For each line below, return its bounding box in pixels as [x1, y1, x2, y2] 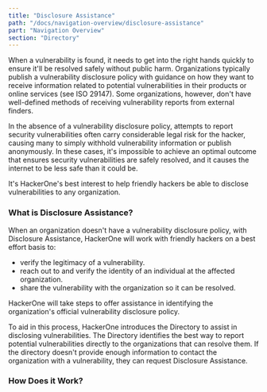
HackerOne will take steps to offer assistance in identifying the [8, 298, 214, 308]
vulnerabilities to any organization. [8, 187, 121, 197]
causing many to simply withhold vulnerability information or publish [8, 138, 232, 148]
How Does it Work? [8, 375, 83, 386]
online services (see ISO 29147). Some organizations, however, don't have [8, 89, 252, 99]
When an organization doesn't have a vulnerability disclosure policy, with [8, 225, 248, 235]
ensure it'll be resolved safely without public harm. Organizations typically [8, 64, 250, 74]
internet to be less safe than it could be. [8, 163, 138, 173]
